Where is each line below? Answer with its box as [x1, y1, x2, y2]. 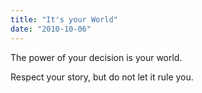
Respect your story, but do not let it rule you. [10, 71, 194, 83]
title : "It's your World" [10, 14, 118, 25]
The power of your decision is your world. [10, 51, 183, 63]
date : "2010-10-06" [10, 24, 92, 34]
